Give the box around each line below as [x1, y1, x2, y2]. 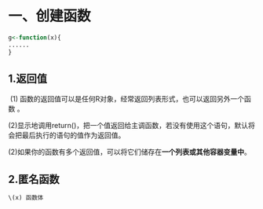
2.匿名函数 [8, 172, 60, 185]
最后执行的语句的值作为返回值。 [21, 130, 126, 140]
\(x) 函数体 [8, 194, 44, 202]
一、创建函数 [8, 7, 92, 25]
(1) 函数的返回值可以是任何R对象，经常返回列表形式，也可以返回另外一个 [9, 94, 245, 104]
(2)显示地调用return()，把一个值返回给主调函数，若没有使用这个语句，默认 [8, 121, 249, 130]
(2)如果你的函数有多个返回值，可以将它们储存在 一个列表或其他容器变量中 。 [8, 147, 251, 157]
